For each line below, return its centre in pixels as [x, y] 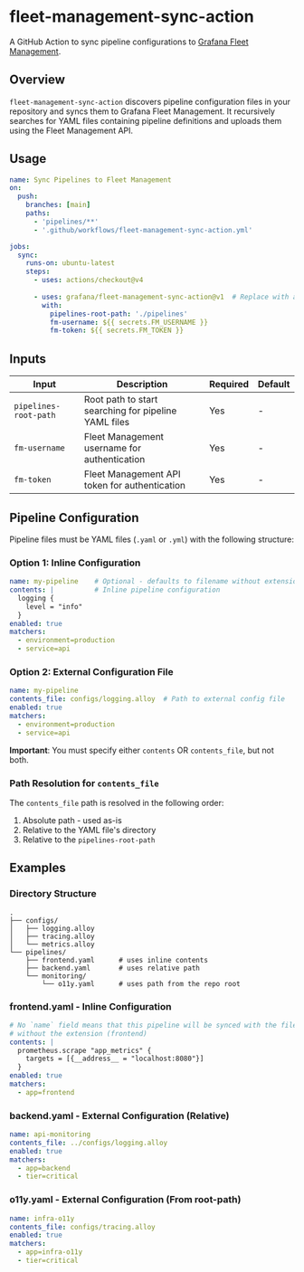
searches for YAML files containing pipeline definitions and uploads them [146, 120]
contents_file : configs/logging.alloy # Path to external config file [147, 699]
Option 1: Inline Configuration [75, 563]
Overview [38, 80]
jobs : [19, 246]
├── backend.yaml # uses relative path [113, 968]
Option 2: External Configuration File [91, 672]
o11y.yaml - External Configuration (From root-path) [125, 1200]
